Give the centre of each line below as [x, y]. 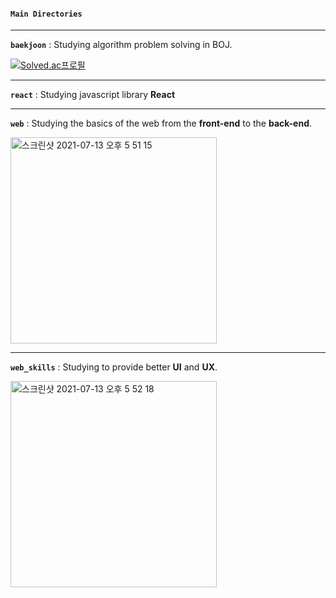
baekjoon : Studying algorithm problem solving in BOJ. [121, 45]
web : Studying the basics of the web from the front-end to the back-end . [161, 123]
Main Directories [46, 14]
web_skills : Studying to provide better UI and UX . [114, 367]
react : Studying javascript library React [93, 95]
